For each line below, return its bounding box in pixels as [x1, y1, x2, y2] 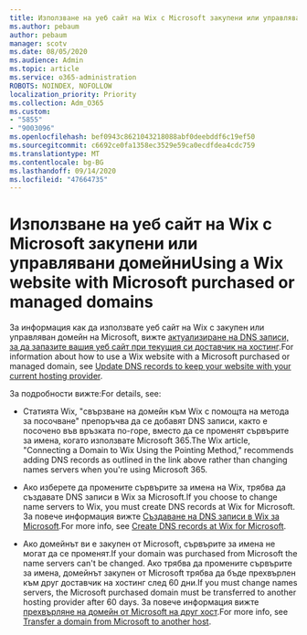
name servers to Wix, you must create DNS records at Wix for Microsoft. [22, 502, 295, 513]
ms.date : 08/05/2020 [9, 48, 89, 57]
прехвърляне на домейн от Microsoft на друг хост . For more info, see [22, 607, 289, 618]
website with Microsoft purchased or [9, 272, 295, 293]
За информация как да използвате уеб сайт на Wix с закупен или [9, 322, 265, 333]
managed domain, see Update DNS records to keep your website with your [9, 361, 291, 372]
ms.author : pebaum [9, 22, 79, 31]
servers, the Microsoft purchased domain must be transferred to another [22, 587, 297, 598]
